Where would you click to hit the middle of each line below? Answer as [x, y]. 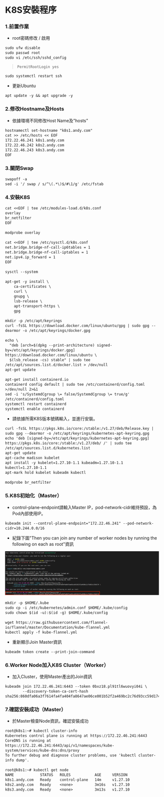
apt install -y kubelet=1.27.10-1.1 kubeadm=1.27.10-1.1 [64, 463]
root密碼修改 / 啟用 [31, 38]
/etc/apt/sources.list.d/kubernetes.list [48, 448]
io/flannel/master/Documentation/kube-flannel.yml [58, 627]
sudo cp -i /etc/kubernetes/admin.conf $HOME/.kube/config [66, 608]
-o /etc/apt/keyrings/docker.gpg [57, 331]
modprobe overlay [23, 233]
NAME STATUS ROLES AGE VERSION [66, 775]
